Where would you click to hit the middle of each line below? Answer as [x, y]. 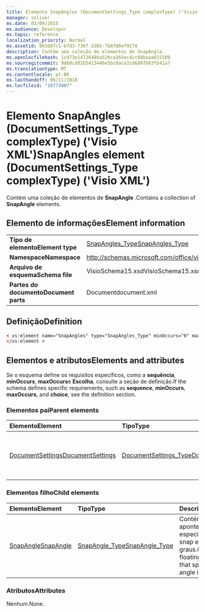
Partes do [24, 284]
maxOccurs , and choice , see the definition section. [71, 395]
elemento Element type [43, 247]
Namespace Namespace [45, 257]
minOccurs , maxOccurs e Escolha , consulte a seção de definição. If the [96, 381]
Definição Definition [44, 322]
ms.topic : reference [33, 35]
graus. [188, 549]
